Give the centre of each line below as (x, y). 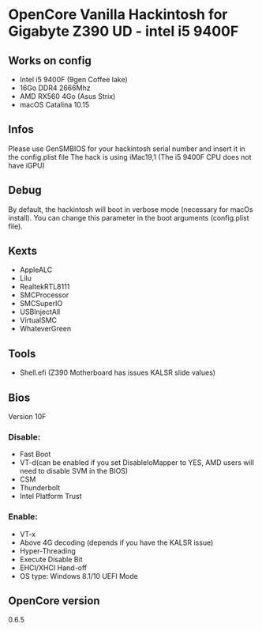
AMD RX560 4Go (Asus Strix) (67, 96)
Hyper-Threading (48, 550)
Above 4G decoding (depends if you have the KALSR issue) (116, 542)
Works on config (50, 60)
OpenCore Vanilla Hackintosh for (118, 15)
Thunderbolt (40, 488)
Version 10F (27, 417)
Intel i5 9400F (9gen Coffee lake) (73, 79)
